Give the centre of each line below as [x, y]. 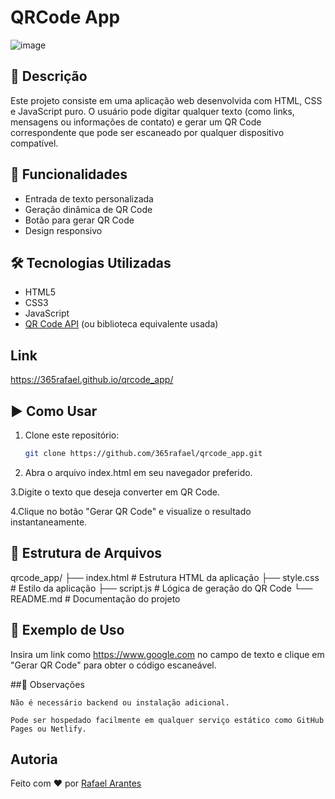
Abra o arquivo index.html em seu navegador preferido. [138, 472]
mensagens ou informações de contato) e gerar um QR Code [136, 122]
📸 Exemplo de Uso [67, 630]
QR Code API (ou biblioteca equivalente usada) [121, 324]
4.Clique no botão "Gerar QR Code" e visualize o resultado [131, 511]
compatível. [34, 143]
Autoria [34, 759]
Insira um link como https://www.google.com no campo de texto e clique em [167, 654]
